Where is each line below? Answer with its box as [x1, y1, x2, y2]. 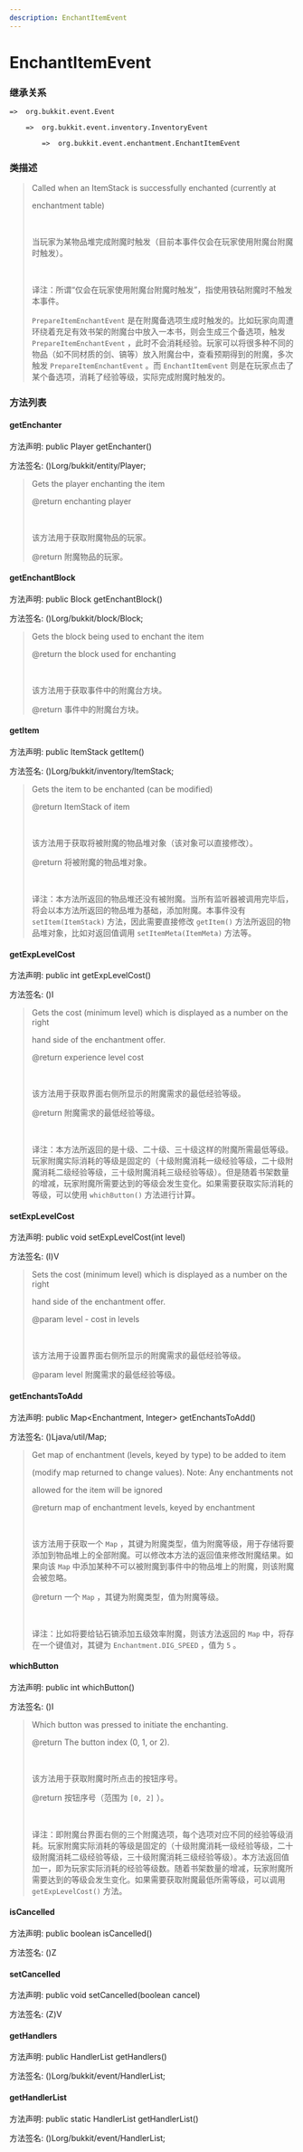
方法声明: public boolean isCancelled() [9, 1928, 153, 1938]
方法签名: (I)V [9, 1251, 60, 1262]
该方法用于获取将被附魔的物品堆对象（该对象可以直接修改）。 [31, 837, 258, 848]
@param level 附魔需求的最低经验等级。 [31, 1369, 181, 1380]
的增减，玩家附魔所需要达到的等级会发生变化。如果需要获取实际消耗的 [31, 1178, 294, 1189]
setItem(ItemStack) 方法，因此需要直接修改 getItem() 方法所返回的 [31, 916, 283, 927]
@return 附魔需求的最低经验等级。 [31, 1108, 160, 1119]
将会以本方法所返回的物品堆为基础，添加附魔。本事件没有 [31, 904, 246, 915]
